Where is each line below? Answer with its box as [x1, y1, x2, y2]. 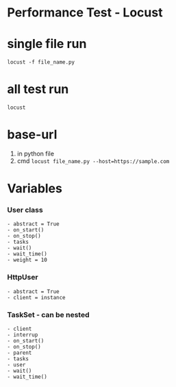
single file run [7, 36, 87, 52]
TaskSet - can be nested [7, 310, 90, 319]
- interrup [7, 332, 38, 338]
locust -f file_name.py [7, 59, 75, 66]
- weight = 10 [7, 257, 48, 264]
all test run [7, 82, 69, 97]
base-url [7, 127, 58, 142]
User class [7, 205, 43, 215]
